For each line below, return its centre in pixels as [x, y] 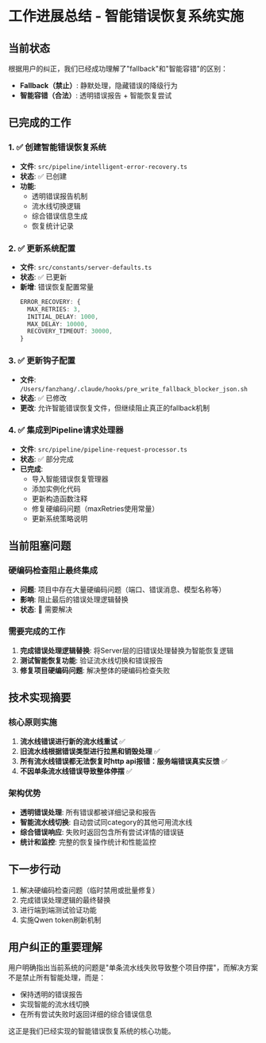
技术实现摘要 [40, 698]
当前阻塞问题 [40, 546]
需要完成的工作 [37, 632]
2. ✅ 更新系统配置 [42, 248]
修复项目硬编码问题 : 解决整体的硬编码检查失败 [95, 670]
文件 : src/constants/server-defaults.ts [86, 267]
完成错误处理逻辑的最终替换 [65, 900]
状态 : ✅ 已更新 [43, 277]
